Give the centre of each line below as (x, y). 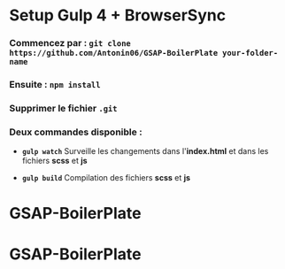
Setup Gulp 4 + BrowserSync (118, 15)
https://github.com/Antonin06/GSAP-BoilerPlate (114, 53)
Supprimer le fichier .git (63, 108)
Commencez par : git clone (70, 43)
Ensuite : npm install (55, 85)
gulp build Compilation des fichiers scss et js (106, 178)
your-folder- (250, 53)
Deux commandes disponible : (76, 132)
